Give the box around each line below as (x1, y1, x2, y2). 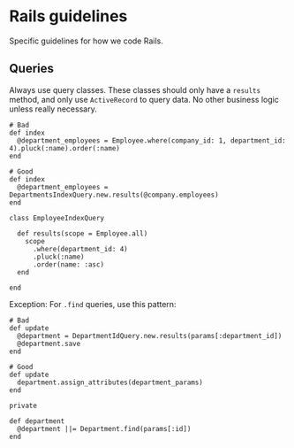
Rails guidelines (9, 6, 128, 27)
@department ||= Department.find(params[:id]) (17, 424, 192, 433)
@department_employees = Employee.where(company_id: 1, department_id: (17, 135, 287, 145)
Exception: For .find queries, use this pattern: (9, 298, 177, 309)
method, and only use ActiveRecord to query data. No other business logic (9, 94, 280, 104)
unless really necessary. (9, 104, 97, 114)
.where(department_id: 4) (32, 244, 128, 253)
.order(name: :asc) (32, 259, 104, 269)
